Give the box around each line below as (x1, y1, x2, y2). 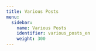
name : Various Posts (16, 25, 67, 31)
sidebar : (11, 19, 33, 25)
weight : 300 (16, 36, 46, 42)
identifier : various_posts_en (16, 30, 91, 36)
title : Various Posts (6, 8, 59, 15)
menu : (6, 14, 19, 20)
